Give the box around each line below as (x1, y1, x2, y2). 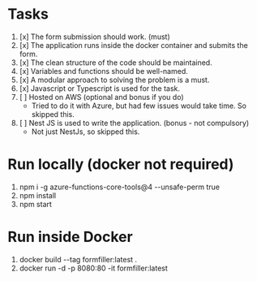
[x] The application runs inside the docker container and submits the (19, 40, 248, 50)
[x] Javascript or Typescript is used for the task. (19, 83, 180, 93)
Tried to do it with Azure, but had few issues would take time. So (31, 101, 246, 110)
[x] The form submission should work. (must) (19, 32, 171, 41)
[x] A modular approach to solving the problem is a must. (19, 75, 210, 84)
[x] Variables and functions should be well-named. (19, 66, 188, 76)
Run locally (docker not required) (7, 155, 234, 174)
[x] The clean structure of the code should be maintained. (19, 58, 212, 67)
